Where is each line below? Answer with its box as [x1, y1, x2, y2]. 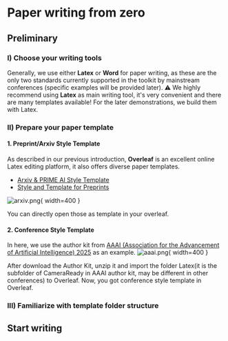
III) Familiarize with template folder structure [7, 301, 159, 311]
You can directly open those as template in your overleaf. [7, 210, 169, 218]
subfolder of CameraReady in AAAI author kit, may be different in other [7, 269, 209, 277]
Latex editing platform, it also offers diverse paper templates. [7, 162, 180, 170]
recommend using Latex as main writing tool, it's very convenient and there [7, 90, 222, 99]
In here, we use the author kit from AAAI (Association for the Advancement [7, 241, 220, 249]
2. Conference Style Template [7, 226, 94, 234]
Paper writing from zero [7, 5, 146, 21]
